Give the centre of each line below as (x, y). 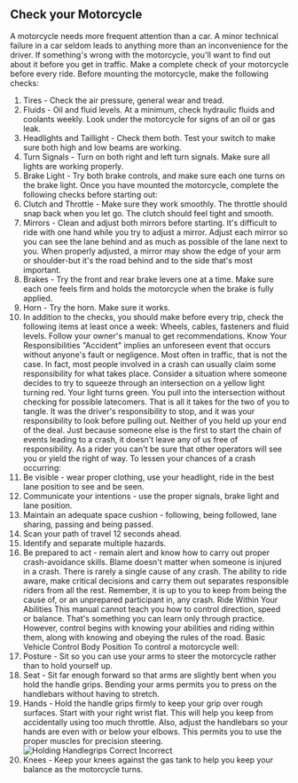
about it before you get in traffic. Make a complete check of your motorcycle (149, 64)
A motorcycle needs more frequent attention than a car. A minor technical (144, 35)
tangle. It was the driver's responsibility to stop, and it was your (139, 411)
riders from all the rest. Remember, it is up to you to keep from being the (155, 590)
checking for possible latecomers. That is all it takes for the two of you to (156, 402)
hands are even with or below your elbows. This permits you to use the (152, 732)
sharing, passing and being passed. (88, 524)
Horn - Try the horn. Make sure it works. (97, 307)
